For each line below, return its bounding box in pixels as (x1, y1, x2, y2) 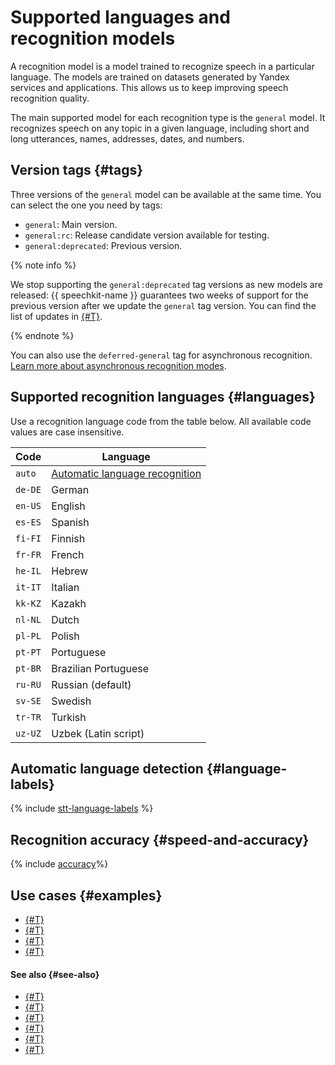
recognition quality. (10, 92, 90, 104)
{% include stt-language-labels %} (10, 802, 154, 815)
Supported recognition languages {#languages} (10, 389, 316, 406)
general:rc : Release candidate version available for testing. (24, 229, 270, 241)
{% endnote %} (10, 329, 75, 341)
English (51, 499, 86, 513)
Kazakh (51, 596, 87, 610)
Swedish (51, 694, 92, 708)
